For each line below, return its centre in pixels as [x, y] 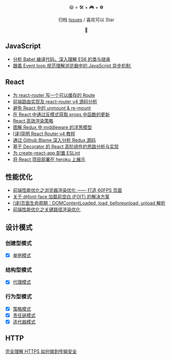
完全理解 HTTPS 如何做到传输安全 [41, 351]
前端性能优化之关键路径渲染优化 [46, 210]
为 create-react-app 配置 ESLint [46, 153]
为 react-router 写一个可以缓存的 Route [54, 95]
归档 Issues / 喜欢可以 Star [86, 20]
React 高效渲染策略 [33, 121]
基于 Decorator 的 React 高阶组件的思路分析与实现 [66, 146]
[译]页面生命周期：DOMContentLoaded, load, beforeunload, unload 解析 [89, 203]
